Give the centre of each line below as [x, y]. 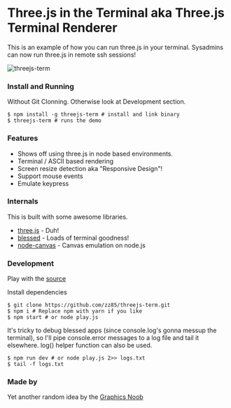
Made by [22, 382]
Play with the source [37, 279]
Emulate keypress [43, 183]
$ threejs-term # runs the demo [54, 121]
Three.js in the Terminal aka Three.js [116, 13]
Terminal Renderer [62, 28]
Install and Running [41, 86]
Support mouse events [50, 176]
